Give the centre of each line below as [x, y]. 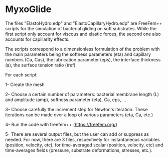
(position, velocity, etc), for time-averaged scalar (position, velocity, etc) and [84, 145]
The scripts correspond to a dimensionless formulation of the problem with [82, 49]
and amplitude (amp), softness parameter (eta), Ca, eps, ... [66, 100]
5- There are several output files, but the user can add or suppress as [77, 134]
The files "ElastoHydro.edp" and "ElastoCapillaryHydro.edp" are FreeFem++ [84, 23]
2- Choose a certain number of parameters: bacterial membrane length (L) [82, 94]
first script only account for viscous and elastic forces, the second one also [83, 34]
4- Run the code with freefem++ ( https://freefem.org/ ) [61, 124]
